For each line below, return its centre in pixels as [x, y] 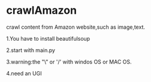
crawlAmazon [41, 10]
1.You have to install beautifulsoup [48, 38]
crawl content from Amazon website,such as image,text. [76, 27]
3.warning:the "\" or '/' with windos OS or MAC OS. [69, 62]
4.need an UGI [24, 73]
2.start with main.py [31, 50]
